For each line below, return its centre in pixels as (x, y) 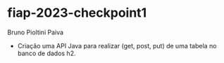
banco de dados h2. (46, 53)
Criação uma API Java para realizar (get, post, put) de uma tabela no (117, 45)
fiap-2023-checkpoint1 (77, 13)
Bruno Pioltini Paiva (36, 32)
